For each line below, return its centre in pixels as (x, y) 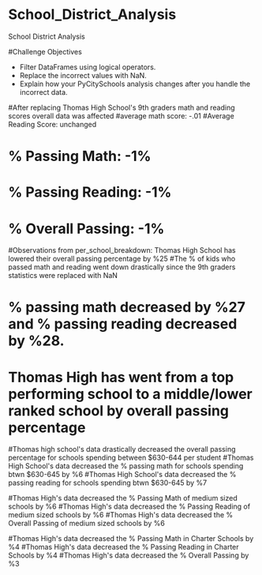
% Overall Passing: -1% (86, 229)
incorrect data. (44, 92)
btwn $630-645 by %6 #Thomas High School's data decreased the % (122, 475)
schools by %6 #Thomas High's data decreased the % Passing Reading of (129, 506)
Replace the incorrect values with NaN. (83, 75)
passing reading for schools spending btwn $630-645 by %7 (108, 483)
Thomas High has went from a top (121, 377)
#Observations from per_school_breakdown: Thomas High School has (122, 250)
